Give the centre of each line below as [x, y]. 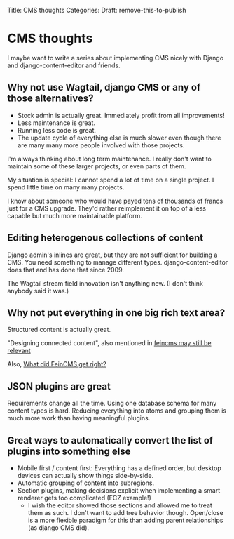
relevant [19, 351]
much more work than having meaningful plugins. [79, 418]
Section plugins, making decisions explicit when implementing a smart [119, 490]
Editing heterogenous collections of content [105, 238]
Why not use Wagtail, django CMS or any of [104, 87]
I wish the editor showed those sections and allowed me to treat [120, 505]
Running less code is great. [57, 130]
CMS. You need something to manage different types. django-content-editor [118, 262]
